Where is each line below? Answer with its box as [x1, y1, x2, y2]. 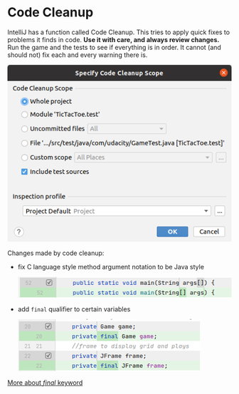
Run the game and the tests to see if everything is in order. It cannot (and [7, 43, 222, 51]
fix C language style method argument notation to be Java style [17, 263, 205, 271]
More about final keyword [7, 378, 83, 387]
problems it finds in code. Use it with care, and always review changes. [7, 35, 220, 43]
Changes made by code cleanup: [7, 249, 105, 257]
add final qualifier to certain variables [17, 305, 131, 313]
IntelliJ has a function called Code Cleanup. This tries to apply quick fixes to [7, 28, 230, 36]
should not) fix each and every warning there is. [7, 51, 148, 59]
